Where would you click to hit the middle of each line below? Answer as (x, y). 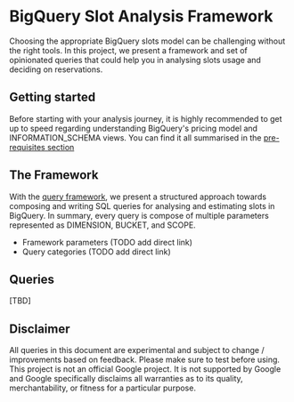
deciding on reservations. (56, 69)
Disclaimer (40, 329)
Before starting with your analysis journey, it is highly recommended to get (146, 118)
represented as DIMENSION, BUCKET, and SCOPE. (102, 225)
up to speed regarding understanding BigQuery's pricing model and (134, 128)
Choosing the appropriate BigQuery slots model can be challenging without (147, 41)
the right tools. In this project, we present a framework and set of (128, 50)
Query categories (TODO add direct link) (96, 252)
